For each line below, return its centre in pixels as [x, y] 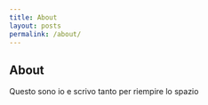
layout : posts [36, 26]
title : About [33, 17]
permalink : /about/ [45, 34]
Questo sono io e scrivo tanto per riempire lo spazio [104, 92]
